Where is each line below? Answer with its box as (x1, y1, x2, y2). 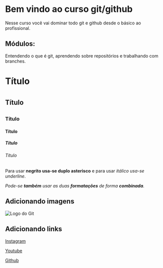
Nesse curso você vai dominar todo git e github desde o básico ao (5, 20, 141, 26)
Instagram (5, 238, 26, 244)
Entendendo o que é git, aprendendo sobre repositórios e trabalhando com (5, 53, 159, 59)
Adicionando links (5, 225, 62, 233)
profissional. (5, 25, 31, 31)
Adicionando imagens (5, 197, 75, 206)
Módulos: (5, 40, 36, 48)
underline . (5, 173, 26, 179)
